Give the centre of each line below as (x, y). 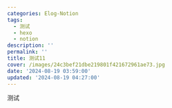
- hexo (23, 33)
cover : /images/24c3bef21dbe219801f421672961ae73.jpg (86, 65)
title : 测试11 (27, 58)
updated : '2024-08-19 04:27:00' (54, 77)
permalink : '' (28, 52)
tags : (15, 20)
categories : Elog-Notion (43, 13)
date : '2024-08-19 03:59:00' (49, 71)
